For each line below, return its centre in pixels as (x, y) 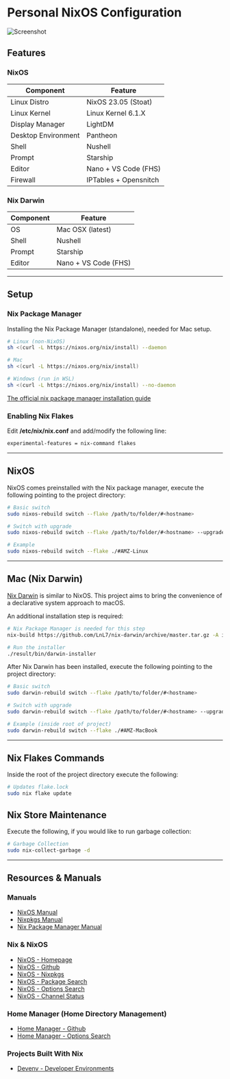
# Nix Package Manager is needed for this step (76, 629)
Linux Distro (30, 102)
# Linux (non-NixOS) (37, 341)
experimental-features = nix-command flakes (72, 444)
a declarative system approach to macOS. (66, 602)
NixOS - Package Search (52, 981)
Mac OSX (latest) (84, 229)
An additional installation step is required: (65, 616)
